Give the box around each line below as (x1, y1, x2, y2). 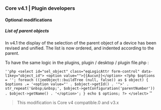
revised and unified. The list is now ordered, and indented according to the (5, 45, 154, 51)
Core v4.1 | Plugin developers (5, 5, 75, 12)
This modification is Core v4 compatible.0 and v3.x (16, 100, 119, 106)
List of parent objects (5, 28, 49, 34)
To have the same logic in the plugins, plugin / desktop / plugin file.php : (5, 60, 149, 65)
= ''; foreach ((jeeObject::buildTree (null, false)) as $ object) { (5, 78, 149, 82)
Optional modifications (5, 17, 52, 23)
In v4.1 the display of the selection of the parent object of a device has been (5, 40, 157, 46)
